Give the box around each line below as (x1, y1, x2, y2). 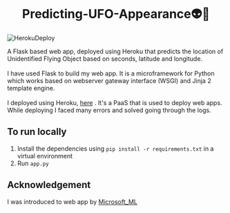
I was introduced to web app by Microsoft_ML (7, 197, 138, 205)
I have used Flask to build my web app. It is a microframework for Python (7, 69, 215, 77)
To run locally (7, 126, 67, 138)
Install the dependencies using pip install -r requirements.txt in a (17, 144, 214, 153)
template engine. (7, 84, 55, 92)
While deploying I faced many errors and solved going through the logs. (7, 106, 212, 114)
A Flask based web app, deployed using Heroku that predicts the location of (7, 47, 224, 55)
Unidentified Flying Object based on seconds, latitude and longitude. (7, 54, 202, 63)
